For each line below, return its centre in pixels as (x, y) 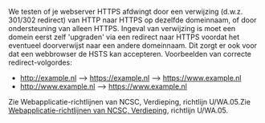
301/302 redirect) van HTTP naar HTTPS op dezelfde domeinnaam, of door (132, 20)
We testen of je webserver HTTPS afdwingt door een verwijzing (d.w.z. (126, 12)
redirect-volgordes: (40, 62)
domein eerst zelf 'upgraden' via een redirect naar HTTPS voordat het (124, 37)
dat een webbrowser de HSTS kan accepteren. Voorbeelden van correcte (130, 54)
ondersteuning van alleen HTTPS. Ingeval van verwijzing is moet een (122, 28)
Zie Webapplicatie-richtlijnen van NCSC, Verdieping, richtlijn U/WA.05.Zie (130, 102)
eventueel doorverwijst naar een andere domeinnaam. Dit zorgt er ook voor (133, 46)
